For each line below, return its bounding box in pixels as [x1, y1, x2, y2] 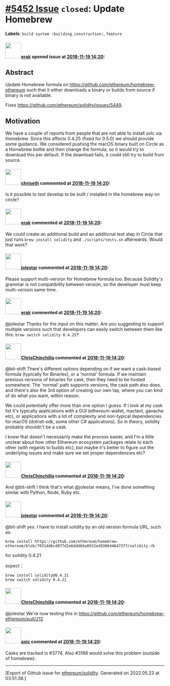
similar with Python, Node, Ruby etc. [5, 489, 81, 496]
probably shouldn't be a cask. [5, 424, 67, 430]
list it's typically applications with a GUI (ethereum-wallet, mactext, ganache [5, 408, 164, 414]
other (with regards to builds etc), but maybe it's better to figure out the [5, 445, 154, 451]
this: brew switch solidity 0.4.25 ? [5, 331, 79, 337]
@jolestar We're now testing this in [5, 610, 78, 616]
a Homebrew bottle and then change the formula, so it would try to [5, 146, 144, 152]
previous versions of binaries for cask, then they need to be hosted [5, 376, 145, 382]
